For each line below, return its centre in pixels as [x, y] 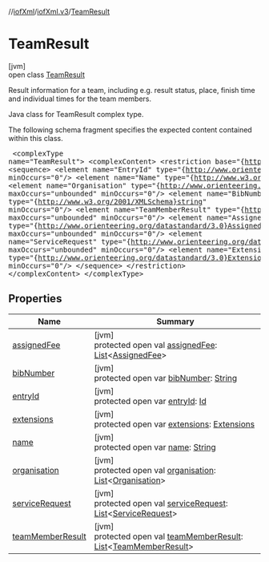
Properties [35, 299]
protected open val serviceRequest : [161, 503]
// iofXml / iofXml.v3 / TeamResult [59, 12]
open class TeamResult [47, 75]
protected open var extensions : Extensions [174, 424]
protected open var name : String [155, 447]
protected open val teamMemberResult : [169, 536]
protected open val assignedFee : [156, 345]
